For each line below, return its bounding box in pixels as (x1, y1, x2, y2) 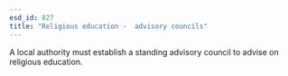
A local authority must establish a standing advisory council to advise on (9, 46, 279, 57)
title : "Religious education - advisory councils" (9, 22, 208, 31)
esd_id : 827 (9, 13, 54, 23)
